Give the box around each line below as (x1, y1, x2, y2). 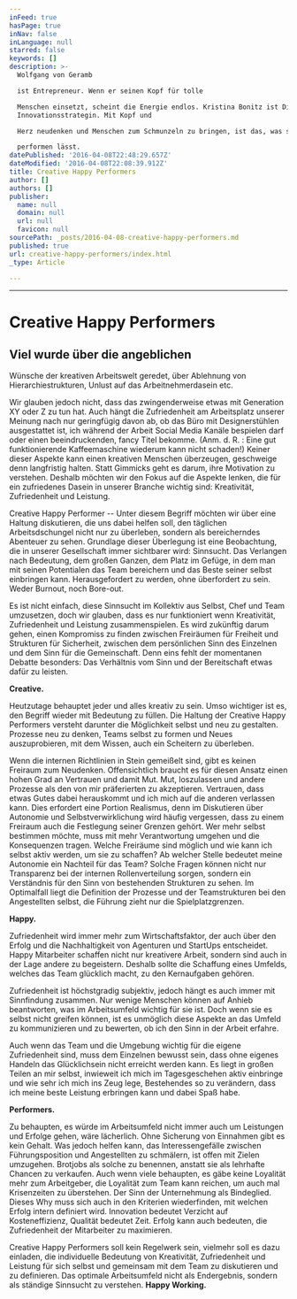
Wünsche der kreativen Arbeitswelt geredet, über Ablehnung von (9, 371, 247, 381)
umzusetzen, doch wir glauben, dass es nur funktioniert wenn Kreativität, (9, 610, 276, 620)
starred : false (9, 46, 65, 55)
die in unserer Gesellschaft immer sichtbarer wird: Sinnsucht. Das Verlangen (9, 546, 287, 557)
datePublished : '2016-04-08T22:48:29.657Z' (9, 151, 172, 160)
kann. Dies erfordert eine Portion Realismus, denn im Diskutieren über (9, 803, 263, 813)
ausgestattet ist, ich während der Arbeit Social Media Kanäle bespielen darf (9, 426, 285, 436)
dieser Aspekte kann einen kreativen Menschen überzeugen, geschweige (9, 453, 278, 465)
